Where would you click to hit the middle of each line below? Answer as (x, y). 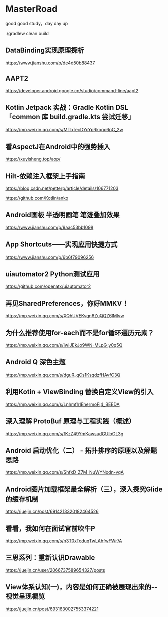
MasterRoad (31, 9)
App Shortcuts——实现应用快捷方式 (61, 245)
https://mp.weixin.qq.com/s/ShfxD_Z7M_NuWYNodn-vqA (65, 472)
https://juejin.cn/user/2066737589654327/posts (55, 570)
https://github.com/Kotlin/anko (37, 198)
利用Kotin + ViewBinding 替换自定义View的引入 (79, 392)
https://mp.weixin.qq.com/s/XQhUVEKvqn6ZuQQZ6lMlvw (65, 316)
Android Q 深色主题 (36, 362)
